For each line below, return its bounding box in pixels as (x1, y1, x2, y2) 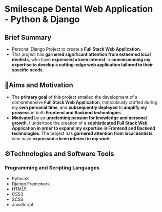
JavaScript (11, 201, 34, 207)
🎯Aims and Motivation (4, 81, 74, 89)
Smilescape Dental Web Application (4, 3, 153, 15)
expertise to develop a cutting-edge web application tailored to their (11, 62, 153, 67)
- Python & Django (4, 14, 80, 25)
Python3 (11, 175, 29, 181)
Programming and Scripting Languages (4, 165, 100, 171)
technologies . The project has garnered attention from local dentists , (11, 130, 154, 136)
